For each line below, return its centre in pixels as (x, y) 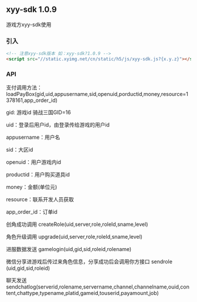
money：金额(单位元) (32, 187)
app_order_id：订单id (32, 212)
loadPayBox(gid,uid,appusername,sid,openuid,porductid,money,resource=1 (97, 94)
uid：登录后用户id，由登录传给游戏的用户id (58, 125)
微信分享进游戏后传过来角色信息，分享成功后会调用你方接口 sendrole (89, 262)
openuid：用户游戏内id (34, 162)
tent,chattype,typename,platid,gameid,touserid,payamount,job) (83, 293)
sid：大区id (20, 150)
